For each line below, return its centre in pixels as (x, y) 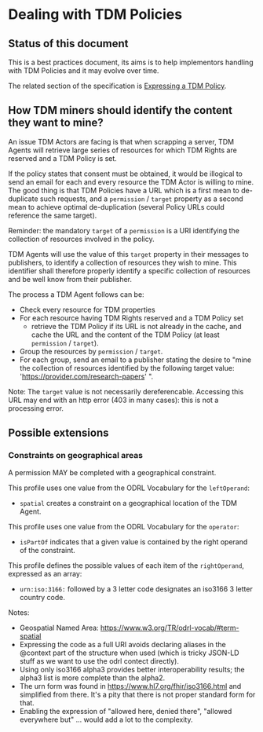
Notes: (19, 612)
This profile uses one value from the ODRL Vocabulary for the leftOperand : (129, 488)
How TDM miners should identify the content (121, 110)
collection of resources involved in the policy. (81, 239)
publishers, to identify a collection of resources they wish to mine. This (122, 262)
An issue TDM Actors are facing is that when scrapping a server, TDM (121, 141)
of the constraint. (47, 550)
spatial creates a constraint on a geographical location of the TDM (128, 503)
